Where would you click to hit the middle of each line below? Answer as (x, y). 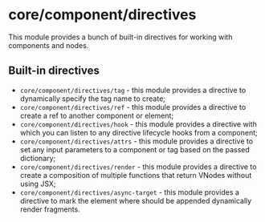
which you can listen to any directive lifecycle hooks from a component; (139, 132)
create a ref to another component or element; (97, 115)
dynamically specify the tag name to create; (93, 99)
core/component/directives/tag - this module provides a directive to (133, 90)
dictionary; (38, 158)
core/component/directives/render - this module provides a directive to (138, 167)
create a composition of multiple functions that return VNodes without (136, 175)
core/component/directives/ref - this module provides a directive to (133, 107)
